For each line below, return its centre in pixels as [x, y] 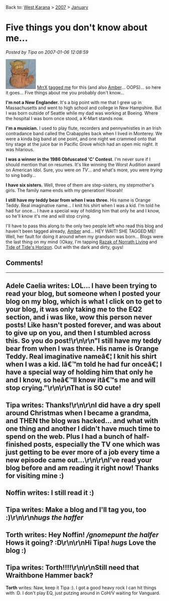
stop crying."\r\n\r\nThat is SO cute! [63, 388]
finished [19, 444]
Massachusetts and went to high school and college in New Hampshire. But [84, 108]
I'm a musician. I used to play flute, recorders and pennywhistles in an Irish [83, 128]
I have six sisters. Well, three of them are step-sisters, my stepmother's [80, 185]
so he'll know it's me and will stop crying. [48, 216]
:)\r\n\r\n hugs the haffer [45, 518]
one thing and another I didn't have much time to [83, 428]
